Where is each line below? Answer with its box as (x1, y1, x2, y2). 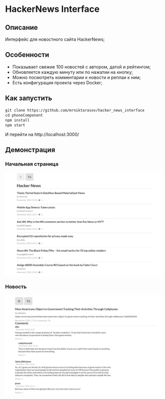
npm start (5, 122, 26, 127)
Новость (5, 284, 27, 290)
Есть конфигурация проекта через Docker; (12, 79, 103, 85)
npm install (5, 117, 30, 122)
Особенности (5, 51, 49, 59)
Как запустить (5, 94, 52, 103)
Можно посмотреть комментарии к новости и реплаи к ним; (12, 74, 141, 80)
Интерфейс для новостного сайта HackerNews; (5, 36, 105, 42)
